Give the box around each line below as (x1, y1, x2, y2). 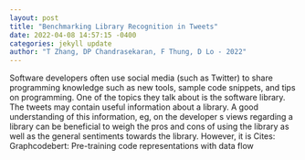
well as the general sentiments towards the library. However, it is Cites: (9, 131, 276, 142)
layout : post (9, 13, 59, 23)
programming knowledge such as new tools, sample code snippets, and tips (9, 82, 296, 93)
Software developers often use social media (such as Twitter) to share (9, 72, 274, 83)
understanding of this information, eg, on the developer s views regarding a (9, 112, 294, 123)
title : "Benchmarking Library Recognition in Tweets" (9, 22, 219, 31)
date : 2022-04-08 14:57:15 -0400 (9, 30, 137, 39)
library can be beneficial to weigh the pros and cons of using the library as (9, 121, 289, 133)
